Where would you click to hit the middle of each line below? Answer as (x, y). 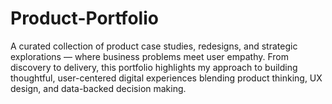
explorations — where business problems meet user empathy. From (149, 56)
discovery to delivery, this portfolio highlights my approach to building (154, 67)
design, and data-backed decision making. (98, 88)
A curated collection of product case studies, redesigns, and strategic (154, 46)
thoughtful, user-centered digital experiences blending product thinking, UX (166, 78)
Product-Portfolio (84, 18)
